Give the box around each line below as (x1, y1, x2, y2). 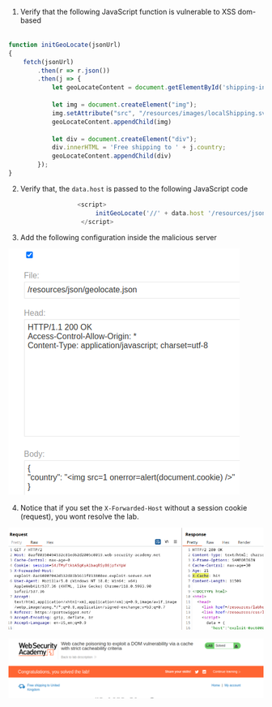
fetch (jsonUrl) (23, 58, 74, 66)
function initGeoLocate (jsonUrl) (8, 41, 121, 49)
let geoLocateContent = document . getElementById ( (51, 84, 223, 92)
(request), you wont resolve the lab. (19, 511, 139, 521)
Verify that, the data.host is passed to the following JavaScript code (19, 183, 249, 193)
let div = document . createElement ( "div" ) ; (51, 135, 198, 143)
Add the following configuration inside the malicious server (19, 232, 217, 242)
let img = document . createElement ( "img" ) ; (51, 101, 198, 109)
